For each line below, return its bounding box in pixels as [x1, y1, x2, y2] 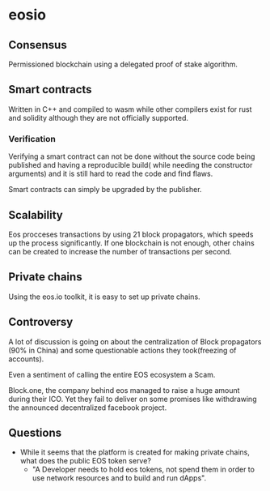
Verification [8, 133, 57, 144]
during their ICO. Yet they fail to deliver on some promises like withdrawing [8, 394, 257, 403]
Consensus [8, 38, 67, 52]
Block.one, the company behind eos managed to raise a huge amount [8, 385, 240, 395]
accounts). [8, 354, 44, 364]
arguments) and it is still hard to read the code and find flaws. [8, 169, 213, 179]
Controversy [8, 315, 74, 329]
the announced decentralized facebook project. [8, 403, 167, 412]
